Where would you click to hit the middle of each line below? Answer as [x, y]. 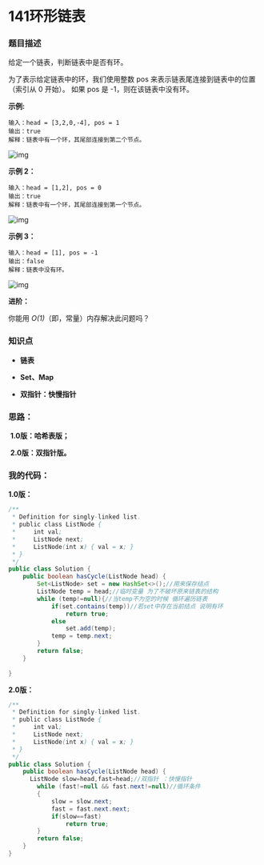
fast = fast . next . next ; [90, 809]
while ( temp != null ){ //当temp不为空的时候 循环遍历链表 [122, 599]
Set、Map [37, 377]
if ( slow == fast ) [76, 816]
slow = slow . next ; [82, 801]
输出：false [26, 262]
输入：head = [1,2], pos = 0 [55, 188]
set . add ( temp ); [90, 629]
